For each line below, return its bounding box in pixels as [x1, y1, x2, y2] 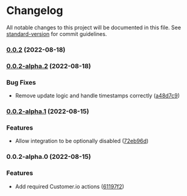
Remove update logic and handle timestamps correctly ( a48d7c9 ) [15, 92, 180, 99]
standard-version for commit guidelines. [6, 30, 107, 37]
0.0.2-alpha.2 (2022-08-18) [6, 61, 91, 70]
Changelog [6, 4, 63, 18]
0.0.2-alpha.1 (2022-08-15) [6, 107, 90, 116]
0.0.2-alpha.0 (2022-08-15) [6, 153, 91, 161]
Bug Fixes [6, 78, 37, 86]
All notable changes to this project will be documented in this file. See [6, 24, 182, 31]
